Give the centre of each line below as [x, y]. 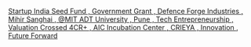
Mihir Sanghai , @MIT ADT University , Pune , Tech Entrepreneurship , [121, 19]
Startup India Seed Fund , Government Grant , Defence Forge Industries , [125, 11]
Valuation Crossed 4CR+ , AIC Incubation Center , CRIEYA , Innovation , [124, 27]
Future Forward [33, 35]
